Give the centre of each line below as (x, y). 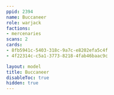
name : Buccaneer (26, 17)
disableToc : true (28, 78)
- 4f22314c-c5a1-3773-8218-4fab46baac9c (57, 56)
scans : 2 (17, 39)
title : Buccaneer (28, 72)
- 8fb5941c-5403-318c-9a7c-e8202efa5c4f (57, 50)
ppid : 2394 (20, 12)
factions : (19, 28)
